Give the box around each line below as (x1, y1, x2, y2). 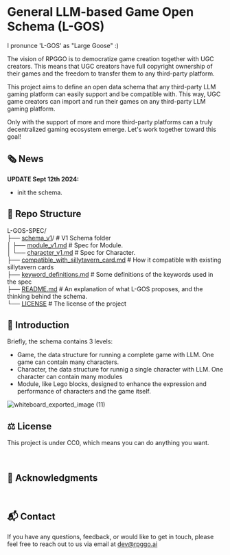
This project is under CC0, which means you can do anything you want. (7, 439, 209, 447)
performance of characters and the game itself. (16, 387, 151, 396)
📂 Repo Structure (7, 208, 82, 220)
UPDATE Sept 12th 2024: (7, 174, 80, 183)
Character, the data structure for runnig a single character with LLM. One (16, 365, 224, 374)
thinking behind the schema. (7, 292, 88, 300)
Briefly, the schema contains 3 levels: (7, 337, 113, 346)
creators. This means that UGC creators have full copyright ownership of (7, 62, 213, 70)
